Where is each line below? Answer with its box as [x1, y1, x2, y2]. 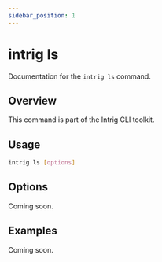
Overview [8, 94, 57, 107]
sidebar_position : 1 [8, 11, 76, 20]
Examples [8, 224, 57, 238]
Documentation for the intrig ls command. [8, 72, 151, 81]
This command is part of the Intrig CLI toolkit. [8, 115, 155, 124]
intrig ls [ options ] [8, 159, 76, 167]
